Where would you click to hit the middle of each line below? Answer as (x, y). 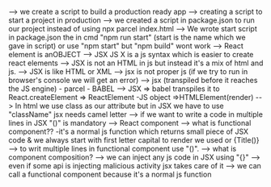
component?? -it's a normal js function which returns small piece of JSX (129, 131)
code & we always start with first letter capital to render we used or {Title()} (134, 140)
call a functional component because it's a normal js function (110, 174)
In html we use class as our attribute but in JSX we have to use (119, 106)
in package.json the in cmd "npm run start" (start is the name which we (127, 37)
